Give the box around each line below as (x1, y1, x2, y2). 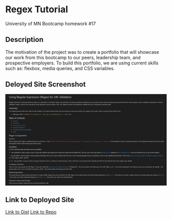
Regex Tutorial (5, 4, 68, 15)
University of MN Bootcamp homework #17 (5, 20, 96, 27)
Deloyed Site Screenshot (5, 80, 86, 89)
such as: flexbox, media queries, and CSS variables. (5, 65, 115, 71)
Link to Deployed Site (5, 195, 74, 204)
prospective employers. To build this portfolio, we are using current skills (5, 60, 159, 66)
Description (5, 35, 44, 44)
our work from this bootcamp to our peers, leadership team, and (5, 54, 141, 60)
